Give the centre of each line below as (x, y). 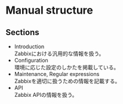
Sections (22, 32)
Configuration (31, 60)
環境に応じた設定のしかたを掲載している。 (67, 67)
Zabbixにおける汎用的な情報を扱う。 (59, 53)
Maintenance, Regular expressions (57, 74)
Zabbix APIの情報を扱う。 (46, 95)
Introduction (29, 46)
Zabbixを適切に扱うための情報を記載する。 (67, 81)
